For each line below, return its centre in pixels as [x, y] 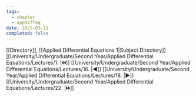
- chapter [23, 17]
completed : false [27, 34]
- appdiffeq [26, 22]
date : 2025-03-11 [27, 28]
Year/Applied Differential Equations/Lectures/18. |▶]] [70, 76]
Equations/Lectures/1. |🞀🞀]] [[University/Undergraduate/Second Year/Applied [98, 63]
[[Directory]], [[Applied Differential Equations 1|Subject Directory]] [86, 50]
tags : [13, 11]
